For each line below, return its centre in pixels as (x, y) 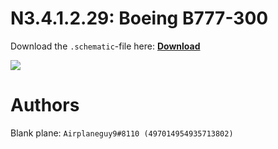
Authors (45, 105)
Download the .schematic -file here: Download (105, 46)
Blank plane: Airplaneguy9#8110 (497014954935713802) (122, 133)
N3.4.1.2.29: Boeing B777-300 (139, 18)
